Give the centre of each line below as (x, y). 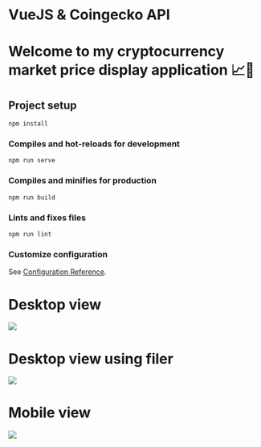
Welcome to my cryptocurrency (116, 52)
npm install (28, 124)
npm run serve (32, 161)
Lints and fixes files (47, 217)
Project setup (43, 105)
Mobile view (49, 413)
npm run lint (30, 235)
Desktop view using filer (91, 359)
